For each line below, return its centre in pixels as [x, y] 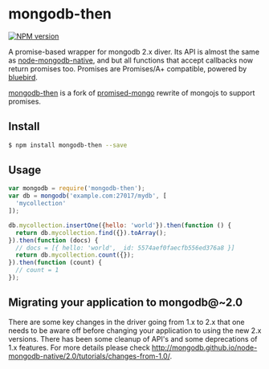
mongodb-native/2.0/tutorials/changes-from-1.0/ [89, 356]
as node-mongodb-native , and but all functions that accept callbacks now [131, 60]
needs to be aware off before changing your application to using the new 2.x [135, 330]
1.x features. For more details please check [79, 347]
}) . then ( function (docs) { [53, 240]
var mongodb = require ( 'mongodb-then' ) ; [77, 189]
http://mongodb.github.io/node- [204, 347]
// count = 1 [37, 270]
